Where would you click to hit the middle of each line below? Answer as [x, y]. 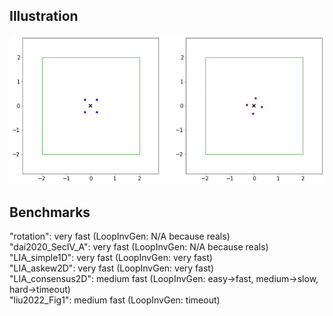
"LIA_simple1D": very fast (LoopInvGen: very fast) [111, 257]
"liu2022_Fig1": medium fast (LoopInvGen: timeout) [115, 300]
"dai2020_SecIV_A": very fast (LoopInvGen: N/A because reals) [139, 247]
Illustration [44, 16]
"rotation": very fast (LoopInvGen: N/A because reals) [120, 236]
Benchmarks [50, 212]
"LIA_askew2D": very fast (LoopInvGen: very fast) [112, 268]
